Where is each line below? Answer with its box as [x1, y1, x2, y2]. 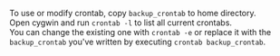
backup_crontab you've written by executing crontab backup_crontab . [9, 36, 266, 47]
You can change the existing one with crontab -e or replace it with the [9, 27, 272, 37]
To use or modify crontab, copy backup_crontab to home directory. [9, 8, 256, 18]
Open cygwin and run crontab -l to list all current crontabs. [9, 17, 233, 28]
